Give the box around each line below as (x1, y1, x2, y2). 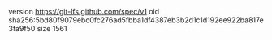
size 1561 (37, 24, 67, 33)
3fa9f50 (8, 24, 36, 33)
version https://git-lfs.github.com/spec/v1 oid (8, 7, 160, 16)
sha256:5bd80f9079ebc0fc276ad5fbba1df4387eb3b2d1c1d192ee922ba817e (8, 15, 264, 25)
